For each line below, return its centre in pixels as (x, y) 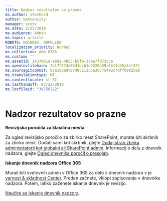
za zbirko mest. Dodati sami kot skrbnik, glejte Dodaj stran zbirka (72, 143)
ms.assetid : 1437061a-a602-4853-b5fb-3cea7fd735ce (59, 61)
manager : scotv (21, 24)
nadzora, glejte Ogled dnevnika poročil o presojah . (57, 153)
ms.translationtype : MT (30, 75)
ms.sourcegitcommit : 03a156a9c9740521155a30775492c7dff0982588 (73, 71)
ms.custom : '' (20, 56)
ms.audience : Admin (26, 33)
